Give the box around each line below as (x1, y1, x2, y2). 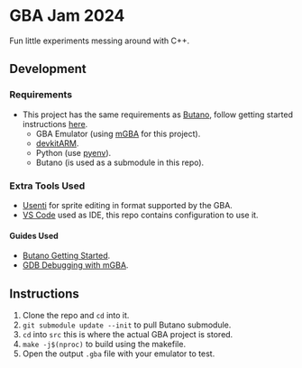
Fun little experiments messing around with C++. (9, 35, 190, 46)
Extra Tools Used (9, 179, 86, 192)
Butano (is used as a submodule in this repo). (35, 157, 205, 168)
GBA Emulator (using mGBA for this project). (35, 128, 201, 139)
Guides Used (9, 230, 59, 241)
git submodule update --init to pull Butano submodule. (22, 319, 232, 330)
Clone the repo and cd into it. (22, 309, 130, 320)
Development (9, 61, 87, 77)
